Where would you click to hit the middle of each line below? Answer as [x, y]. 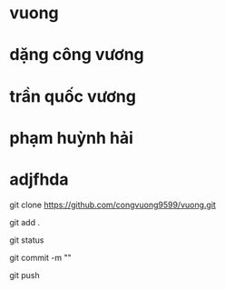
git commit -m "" [41, 257]
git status [27, 240]
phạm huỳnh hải [72, 138]
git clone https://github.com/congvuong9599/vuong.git [112, 205]
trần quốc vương [73, 96]
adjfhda [39, 179]
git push [25, 275]
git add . [25, 222]
